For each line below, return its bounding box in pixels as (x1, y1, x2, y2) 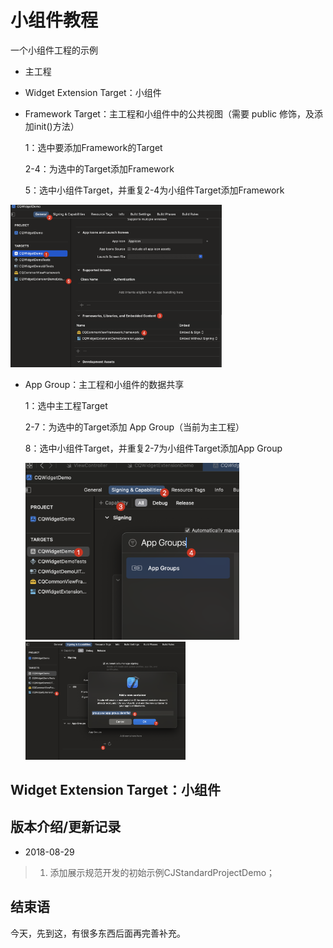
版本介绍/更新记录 (10, 819, 122, 836)
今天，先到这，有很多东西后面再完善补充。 (10, 927, 186, 939)
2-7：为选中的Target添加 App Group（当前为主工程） (24, 421, 245, 433)
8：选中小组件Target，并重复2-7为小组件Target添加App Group (24, 442, 283, 454)
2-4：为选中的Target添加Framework (24, 162, 175, 175)
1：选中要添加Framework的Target (24, 141, 163, 153)
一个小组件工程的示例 (10, 44, 98, 56)
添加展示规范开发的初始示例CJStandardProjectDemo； (49, 866, 276, 878)
